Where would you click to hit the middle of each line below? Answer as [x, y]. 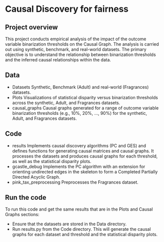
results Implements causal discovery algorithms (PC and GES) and [79, 145]
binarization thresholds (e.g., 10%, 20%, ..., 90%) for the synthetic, [80, 113]
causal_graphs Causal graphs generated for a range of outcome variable [85, 108]
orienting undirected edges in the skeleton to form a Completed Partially [85, 172]
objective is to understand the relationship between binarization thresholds [81, 54]
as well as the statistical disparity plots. [52, 161]
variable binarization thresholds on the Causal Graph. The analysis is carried [82, 44]
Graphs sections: [22, 215]
